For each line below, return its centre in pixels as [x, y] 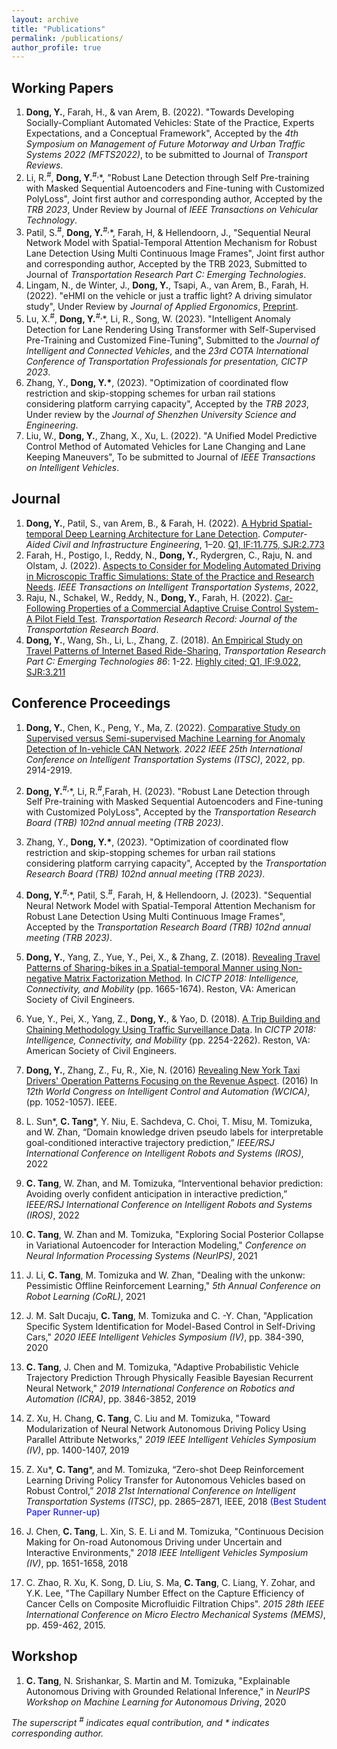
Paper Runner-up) [63, 1512]
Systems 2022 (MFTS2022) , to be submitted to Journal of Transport [166, 155]
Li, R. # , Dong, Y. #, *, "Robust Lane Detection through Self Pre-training [167, 176]
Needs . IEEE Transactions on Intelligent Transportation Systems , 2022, [172, 587]
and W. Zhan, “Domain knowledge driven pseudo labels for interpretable [174, 1132]
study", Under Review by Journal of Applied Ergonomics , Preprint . [162, 307]
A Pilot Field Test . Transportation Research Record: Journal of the [161, 618]
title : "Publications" [58, 29]
